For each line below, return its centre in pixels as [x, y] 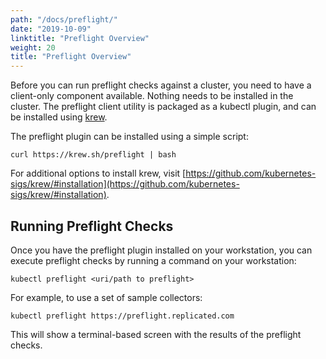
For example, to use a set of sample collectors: [106, 297]
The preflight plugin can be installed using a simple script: [129, 137]
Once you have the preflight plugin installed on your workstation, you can [161, 250]
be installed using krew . [59, 117]
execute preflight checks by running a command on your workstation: [153, 260]
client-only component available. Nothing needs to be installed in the [152, 96]
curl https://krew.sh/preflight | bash [93, 155]
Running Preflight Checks [92, 226]
